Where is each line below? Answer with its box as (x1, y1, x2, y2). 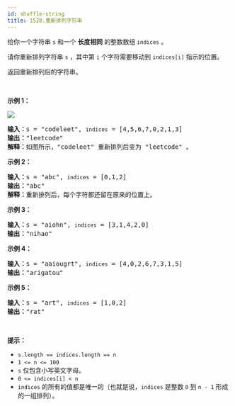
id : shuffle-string (7, 10, 65, 18)
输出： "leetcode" (7, 134, 64, 142)
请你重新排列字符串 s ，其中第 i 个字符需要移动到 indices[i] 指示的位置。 (7, 52, 224, 61)
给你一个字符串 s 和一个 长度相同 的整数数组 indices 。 (7, 37, 168, 46)
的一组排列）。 (17, 391, 59, 400)
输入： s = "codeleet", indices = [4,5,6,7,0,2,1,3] (7, 125, 183, 133)
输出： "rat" (7, 308, 45, 315)
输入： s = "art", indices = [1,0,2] (7, 298, 127, 307)
